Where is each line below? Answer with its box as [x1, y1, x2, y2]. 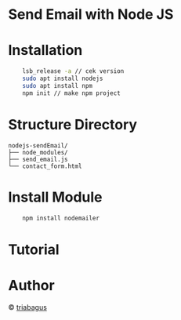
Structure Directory [8, 115, 138, 133]
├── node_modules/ [8, 148, 68, 156]
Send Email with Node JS [8, 5, 174, 24]
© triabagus [8, 302, 47, 311]
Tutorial [8, 241, 60, 258]
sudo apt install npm [22, 82, 92, 89]
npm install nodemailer [22, 214, 100, 222]
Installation [8, 42, 83, 60]
